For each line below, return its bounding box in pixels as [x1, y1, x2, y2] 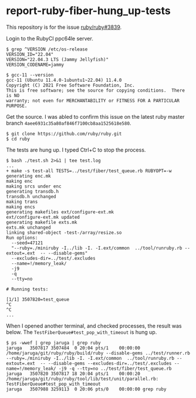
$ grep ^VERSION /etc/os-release [6, 46, 88, 52]
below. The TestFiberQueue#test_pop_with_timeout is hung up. [6, 328, 157, 336]
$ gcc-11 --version [6, 72, 54, 78]
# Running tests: [6, 286, 49, 292]
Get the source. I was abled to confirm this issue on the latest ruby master [6, 113, 185, 120]
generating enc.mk [6, 173, 51, 179]
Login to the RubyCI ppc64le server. [6, 35, 94, 42]
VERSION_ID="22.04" [6, 51, 54, 57]
